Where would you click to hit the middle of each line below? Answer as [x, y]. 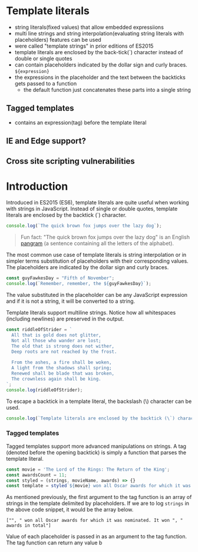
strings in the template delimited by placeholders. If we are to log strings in [98, 503]
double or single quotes [43, 58]
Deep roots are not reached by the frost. [64, 352]
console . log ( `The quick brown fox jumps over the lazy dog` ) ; [84, 226]
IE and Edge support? [46, 141]
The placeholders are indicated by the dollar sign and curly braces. [88, 267]
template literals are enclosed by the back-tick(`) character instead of [99, 52]
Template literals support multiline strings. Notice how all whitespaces [91, 313]
